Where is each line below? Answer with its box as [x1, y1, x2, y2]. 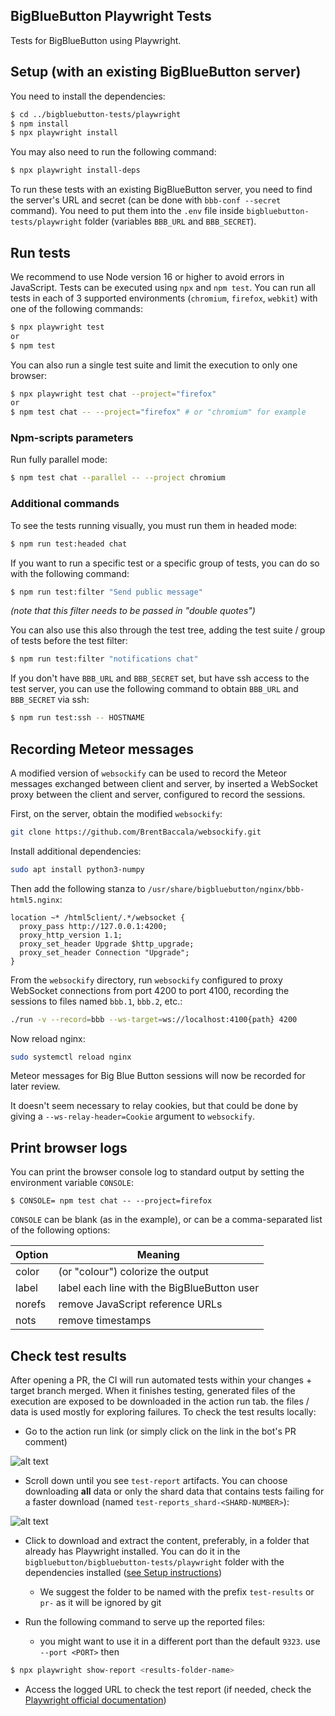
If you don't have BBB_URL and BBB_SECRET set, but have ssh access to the [10, 672, 310, 684]
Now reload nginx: [10, 1032, 86, 1044]
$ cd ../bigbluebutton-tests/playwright [10, 109, 182, 119]
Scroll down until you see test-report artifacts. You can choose [24, 1475, 288, 1487]
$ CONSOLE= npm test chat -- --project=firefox [10, 1196, 213, 1206]
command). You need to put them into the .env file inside [10, 205, 245, 217]
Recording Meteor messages [10, 740, 194, 758]
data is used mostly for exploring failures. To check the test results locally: [10, 1406, 317, 1418]
